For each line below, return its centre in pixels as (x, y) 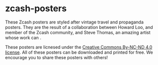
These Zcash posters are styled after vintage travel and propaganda (75, 22)
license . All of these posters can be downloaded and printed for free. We (79, 52)
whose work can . (23, 38)
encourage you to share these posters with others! (57, 57)
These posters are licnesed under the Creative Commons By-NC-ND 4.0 (79, 47)
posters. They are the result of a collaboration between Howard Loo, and (79, 27)
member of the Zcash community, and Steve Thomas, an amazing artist (78, 32)
